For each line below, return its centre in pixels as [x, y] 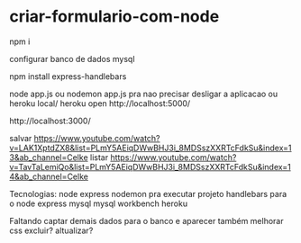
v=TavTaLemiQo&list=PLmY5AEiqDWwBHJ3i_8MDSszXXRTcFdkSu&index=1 [150, 166]
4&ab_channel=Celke [49, 176]
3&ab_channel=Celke [49, 157]
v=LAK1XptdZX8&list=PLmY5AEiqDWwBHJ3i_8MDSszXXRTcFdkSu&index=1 [150, 148]
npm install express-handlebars [68, 76]
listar [99, 157]
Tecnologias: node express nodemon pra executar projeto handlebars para [148, 193]
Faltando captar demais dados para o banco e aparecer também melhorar [146, 220]
